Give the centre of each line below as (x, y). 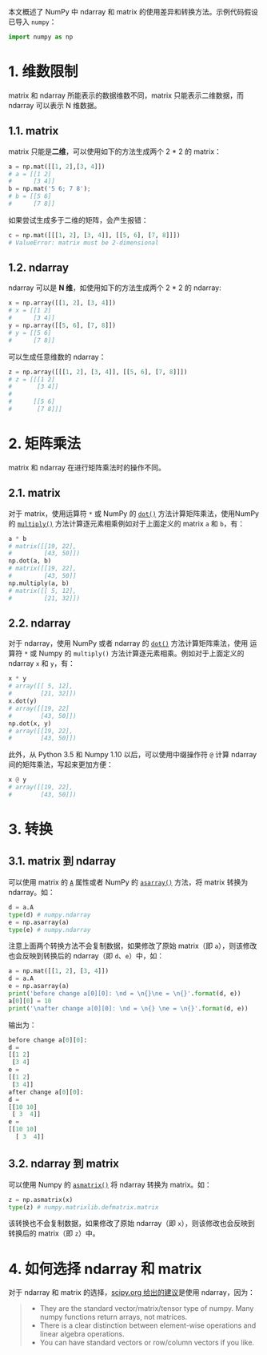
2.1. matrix (35, 493)
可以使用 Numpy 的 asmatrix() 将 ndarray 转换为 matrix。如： (110, 1184)
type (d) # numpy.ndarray (50, 915)
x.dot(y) (23, 701)
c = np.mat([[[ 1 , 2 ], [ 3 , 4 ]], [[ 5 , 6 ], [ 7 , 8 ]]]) (94, 235)
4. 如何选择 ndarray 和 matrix (105, 1269)
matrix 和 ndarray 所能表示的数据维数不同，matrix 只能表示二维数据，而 (126, 95)
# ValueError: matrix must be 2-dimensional (84, 243)
